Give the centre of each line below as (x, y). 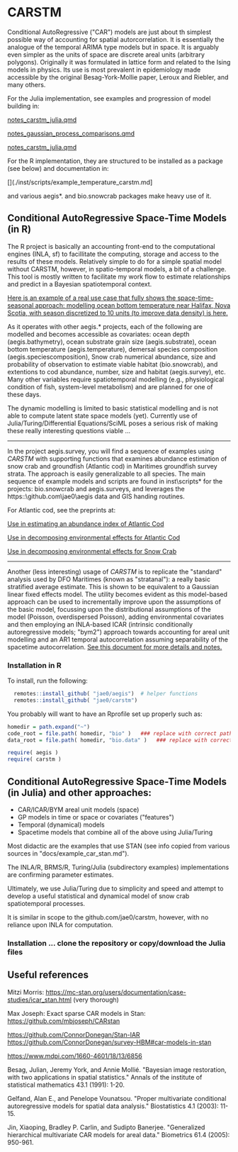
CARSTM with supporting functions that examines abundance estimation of (117, 459)
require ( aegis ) (33, 753)
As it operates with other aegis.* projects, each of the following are (105, 326)
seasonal (21, 305)
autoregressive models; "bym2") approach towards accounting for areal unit (119, 632)
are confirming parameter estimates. (61, 874)
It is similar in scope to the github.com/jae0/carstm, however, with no (108, 917)
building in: (24, 106)
